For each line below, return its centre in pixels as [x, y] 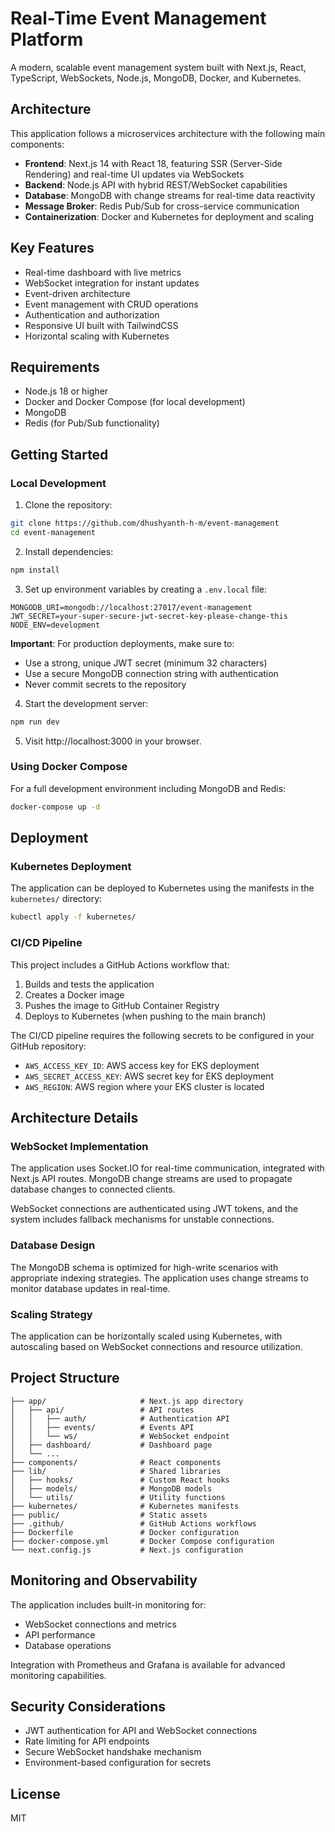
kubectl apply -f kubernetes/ [73, 917]
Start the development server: [86, 703]
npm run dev [35, 722]
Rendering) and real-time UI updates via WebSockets [134, 174]
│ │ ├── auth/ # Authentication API [120, 1418]
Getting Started [59, 454]
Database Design [53, 1245]
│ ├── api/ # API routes [102, 1410]
